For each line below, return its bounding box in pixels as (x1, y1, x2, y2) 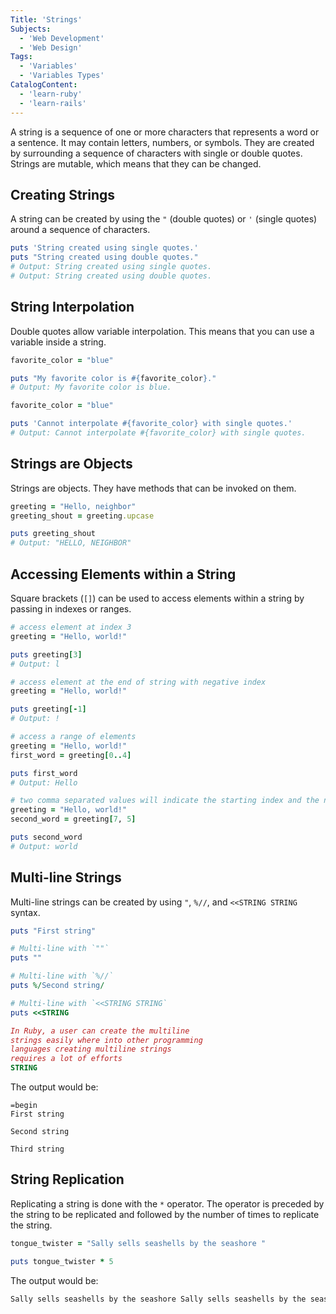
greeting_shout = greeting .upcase (10, 511, 155, 521)
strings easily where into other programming (10, 1035, 203, 1045)
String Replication (10, 1171, 125, 1188)
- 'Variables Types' (19, 71, 105, 81)
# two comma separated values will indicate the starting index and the (10, 796, 320, 806)
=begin (10, 1101, 38, 1111)
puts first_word (10, 768, 78, 778)
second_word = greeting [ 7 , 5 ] (10, 814, 137, 825)
